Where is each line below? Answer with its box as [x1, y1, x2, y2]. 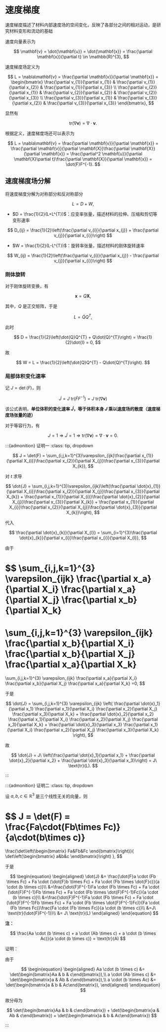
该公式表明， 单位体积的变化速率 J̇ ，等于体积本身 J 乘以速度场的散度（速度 [5, 406, 157, 412]
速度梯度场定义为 [5, 64, 40, 70]
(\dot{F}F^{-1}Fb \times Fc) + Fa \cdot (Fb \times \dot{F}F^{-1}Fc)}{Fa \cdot [6, 900, 160, 906]
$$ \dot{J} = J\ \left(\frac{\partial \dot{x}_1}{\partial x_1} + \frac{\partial [11, 752, 155, 758]
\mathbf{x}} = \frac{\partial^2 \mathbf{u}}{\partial [41, 150, 142, 156]
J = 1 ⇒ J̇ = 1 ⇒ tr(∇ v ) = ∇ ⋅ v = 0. [47, 432, 119, 438]
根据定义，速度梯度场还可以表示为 [5, 130, 75, 136]
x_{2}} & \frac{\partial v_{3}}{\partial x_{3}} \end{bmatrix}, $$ [29, 100, 154, 106]
